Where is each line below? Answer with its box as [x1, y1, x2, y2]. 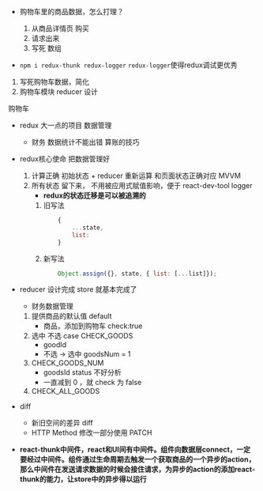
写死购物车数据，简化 [19, 77, 89, 86]
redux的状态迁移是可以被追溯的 [43, 191, 146, 200]
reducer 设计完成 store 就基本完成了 [19, 285, 137, 294]
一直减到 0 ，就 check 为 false [43, 378, 142, 387]
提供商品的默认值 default [31, 312, 112, 321]
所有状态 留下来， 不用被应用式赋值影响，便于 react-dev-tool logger [31, 181, 253, 190]
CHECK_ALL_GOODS [31, 387, 100, 396]
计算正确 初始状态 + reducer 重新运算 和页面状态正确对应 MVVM [31, 171, 241, 180]
